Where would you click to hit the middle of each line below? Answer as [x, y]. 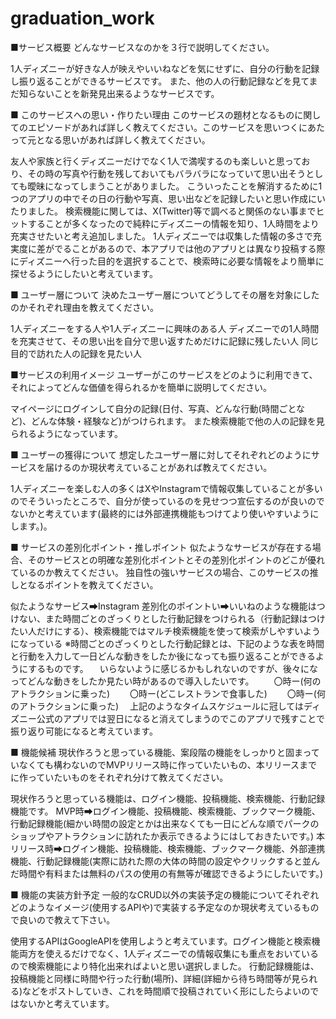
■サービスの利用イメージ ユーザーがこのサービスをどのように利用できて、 [164, 374]
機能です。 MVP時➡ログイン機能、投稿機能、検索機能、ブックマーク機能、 [165, 811]
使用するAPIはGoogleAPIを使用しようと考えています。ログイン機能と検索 [161, 941]
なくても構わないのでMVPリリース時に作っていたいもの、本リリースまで [168, 764]
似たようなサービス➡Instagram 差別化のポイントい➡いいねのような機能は [163, 606]
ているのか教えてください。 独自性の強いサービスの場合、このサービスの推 [164, 572]
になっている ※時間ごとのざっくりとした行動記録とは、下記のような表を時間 [167, 643]
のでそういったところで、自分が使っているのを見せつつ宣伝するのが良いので [167, 501]
